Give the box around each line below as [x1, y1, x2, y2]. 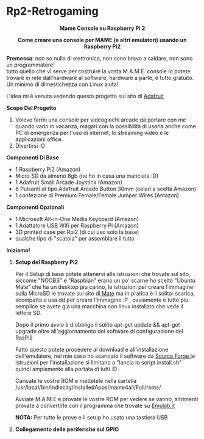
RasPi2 [15, 334, 33, 341]
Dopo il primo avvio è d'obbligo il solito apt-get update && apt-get [15, 321, 180, 328]
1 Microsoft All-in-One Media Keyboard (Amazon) [15, 215, 139, 222]
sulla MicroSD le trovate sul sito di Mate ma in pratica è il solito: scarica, [15, 289, 195, 297]
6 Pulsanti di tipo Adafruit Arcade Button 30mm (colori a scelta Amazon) [15, 185, 197, 192]
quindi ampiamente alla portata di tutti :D [15, 365, 118, 372]
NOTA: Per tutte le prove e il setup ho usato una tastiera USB [15, 413, 168, 421]
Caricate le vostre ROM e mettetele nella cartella [15, 377, 137, 384]
